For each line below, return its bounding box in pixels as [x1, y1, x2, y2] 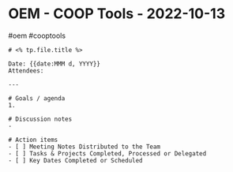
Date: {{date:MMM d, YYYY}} [8, 60, 101, 68]
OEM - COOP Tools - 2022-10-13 [8, 5, 226, 23]
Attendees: [8, 66, 44, 75]
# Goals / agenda [8, 94, 66, 103]
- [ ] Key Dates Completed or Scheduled [8, 156, 144, 164]
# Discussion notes [8, 115, 73, 123]
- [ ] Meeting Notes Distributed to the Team [8, 143, 160, 151]
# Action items [8, 136, 58, 144]
